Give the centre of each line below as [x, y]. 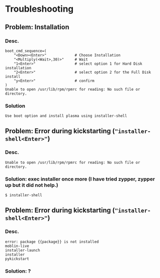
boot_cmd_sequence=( [26, 51]
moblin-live [17, 246]
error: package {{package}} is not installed [52, 242]
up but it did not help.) [32, 185]
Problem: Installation [37, 27]
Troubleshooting [39, 9]
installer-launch [23, 250]
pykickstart [17, 259]
